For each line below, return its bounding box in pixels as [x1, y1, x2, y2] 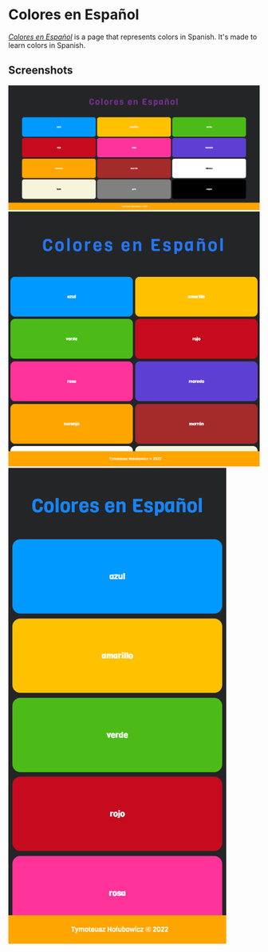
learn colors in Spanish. [8, 40, 86, 49]
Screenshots [8, 64, 73, 77]
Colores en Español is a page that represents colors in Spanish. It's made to [8, 32, 258, 41]
